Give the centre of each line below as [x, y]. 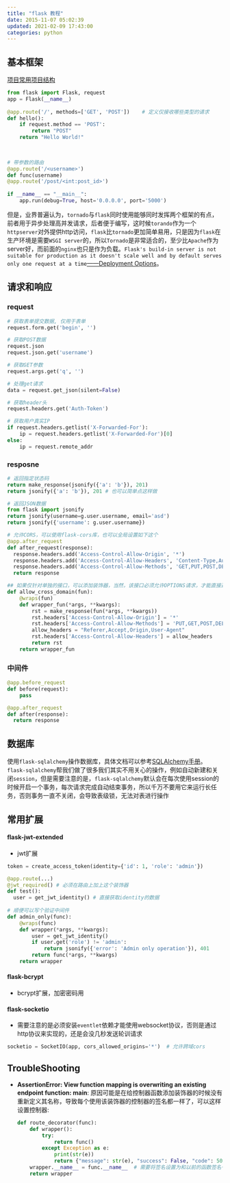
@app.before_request [37, 683]
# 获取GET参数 [25, 365]
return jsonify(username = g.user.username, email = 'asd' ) [88, 516]
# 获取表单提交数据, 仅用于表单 [47, 321]
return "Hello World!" [52, 138]
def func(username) [35, 175]
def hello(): [26, 118]
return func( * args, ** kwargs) [75, 955]
